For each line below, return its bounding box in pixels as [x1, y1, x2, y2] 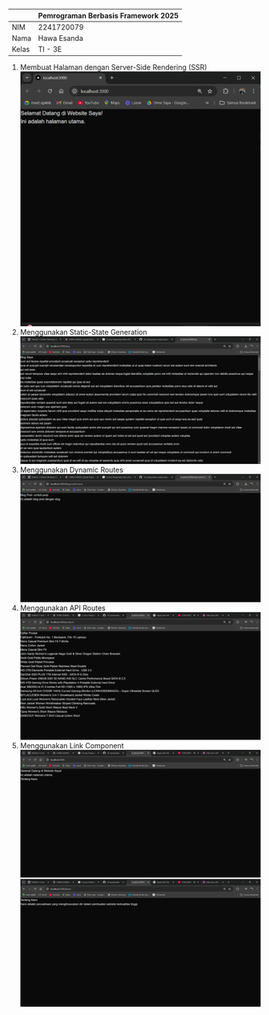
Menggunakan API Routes [19, 602, 106, 613]
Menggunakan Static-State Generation [19, 328, 147, 337]
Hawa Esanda [38, 34, 84, 42]
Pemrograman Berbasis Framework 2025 [38, 10, 179, 20]
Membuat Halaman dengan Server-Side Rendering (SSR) [19, 62, 207, 72]
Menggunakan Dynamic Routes [19, 465, 124, 475]
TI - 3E [38, 45, 62, 54]
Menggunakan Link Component [19, 740, 124, 750]
